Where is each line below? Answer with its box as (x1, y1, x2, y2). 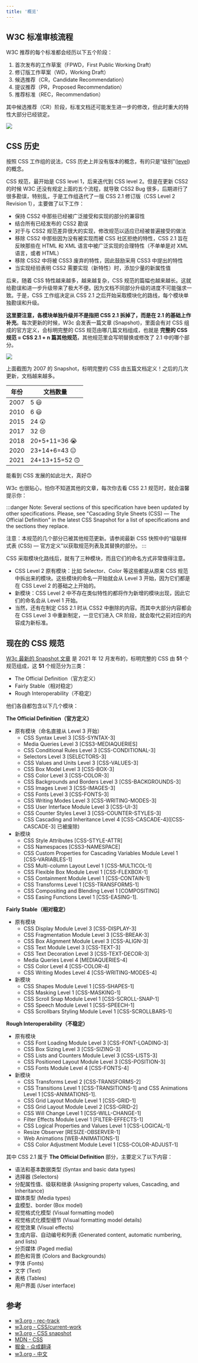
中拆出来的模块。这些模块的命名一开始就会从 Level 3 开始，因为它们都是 (14, 575, 190, 582)
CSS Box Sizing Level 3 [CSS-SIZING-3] (23, 1046, 121, 1053)
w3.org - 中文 (14, 1350, 48, 1357)
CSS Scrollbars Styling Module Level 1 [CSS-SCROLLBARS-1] (23, 1008, 172, 1015)
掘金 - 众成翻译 (14, 1343, 52, 1350)
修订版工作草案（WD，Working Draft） (14, 69, 110, 76)
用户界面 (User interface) (14, 1282, 75, 1289)
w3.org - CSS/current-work (14, 1323, 81, 1330)
